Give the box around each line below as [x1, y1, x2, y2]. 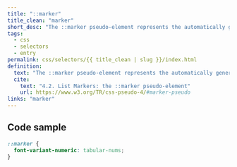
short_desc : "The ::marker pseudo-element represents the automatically [7, 23, 226, 30]
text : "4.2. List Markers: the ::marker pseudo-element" [20, 82, 191, 89]
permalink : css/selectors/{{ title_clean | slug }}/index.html [7, 56, 197, 63]
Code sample [7, 121, 67, 134]
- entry [13, 50, 37, 57]
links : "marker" [7, 96, 55, 103]
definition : [7, 63, 42, 70]
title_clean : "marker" [7, 17, 74, 24]
